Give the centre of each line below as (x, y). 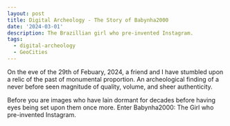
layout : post (26, 13)
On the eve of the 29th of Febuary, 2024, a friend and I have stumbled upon (115, 72)
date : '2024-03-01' (35, 26)
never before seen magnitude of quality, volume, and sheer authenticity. (110, 87)
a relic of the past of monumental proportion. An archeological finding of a (113, 79)
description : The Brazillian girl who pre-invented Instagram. (100, 33)
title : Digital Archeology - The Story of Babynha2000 (88, 20)
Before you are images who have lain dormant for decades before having (112, 100)
